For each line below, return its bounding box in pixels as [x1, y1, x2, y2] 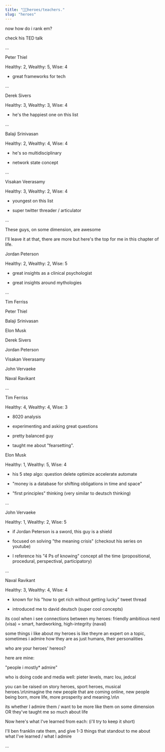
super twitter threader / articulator [12, 207, 82, 213]
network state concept [12, 159, 59, 166]
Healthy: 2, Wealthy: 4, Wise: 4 [5, 140, 68, 146]
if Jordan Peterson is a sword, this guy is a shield [12, 528, 112, 534]
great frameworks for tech [12, 73, 66, 79]
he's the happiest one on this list [12, 112, 78, 118]
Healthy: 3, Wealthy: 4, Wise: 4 [5, 586, 68, 593]
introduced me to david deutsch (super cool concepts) [12, 606, 123, 612]
